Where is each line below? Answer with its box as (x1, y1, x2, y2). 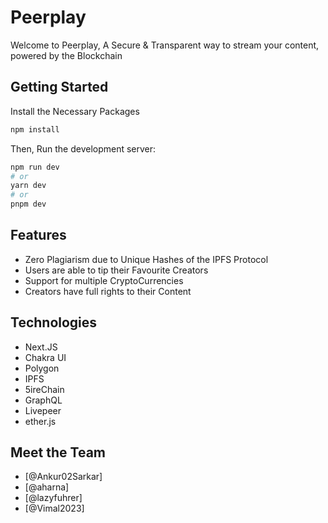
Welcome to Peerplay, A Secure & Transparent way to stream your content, (10, 39, 320, 51)
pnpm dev (10, 199, 47, 210)
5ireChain (24, 383, 65, 395)
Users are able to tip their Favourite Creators (24, 264, 209, 276)
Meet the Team (10, 444, 106, 461)
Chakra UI (24, 351, 67, 363)
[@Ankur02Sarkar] (24, 471, 103, 483)
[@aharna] (24, 481, 70, 493)
